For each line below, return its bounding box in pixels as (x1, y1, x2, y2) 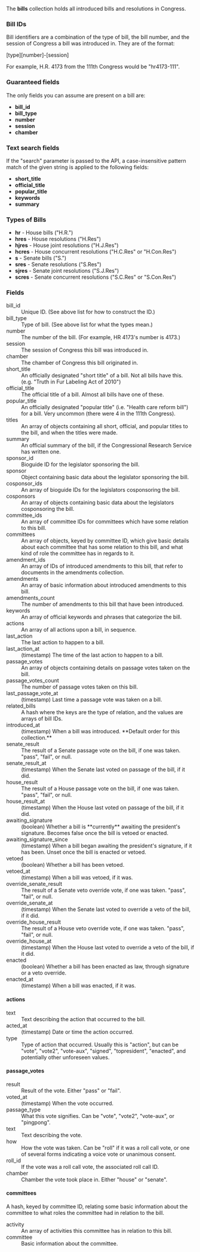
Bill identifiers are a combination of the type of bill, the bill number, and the (6, 33, 190, 41)
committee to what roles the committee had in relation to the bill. (6, 1210, 165, 1217)
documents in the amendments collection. (21, 569, 124, 576)
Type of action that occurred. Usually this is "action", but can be (21, 1041, 179, 1048)
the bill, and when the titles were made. (21, 429, 118, 436)
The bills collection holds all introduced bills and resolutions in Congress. (6, 5, 186, 12)
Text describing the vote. (21, 1131, 82, 1138)
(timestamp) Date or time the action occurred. (21, 1028, 134, 1035)
